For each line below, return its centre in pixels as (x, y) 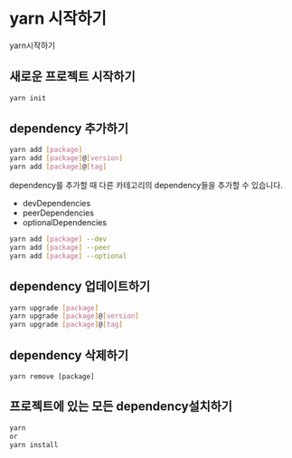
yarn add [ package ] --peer (60, 247)
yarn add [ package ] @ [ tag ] (58, 167)
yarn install (34, 444)
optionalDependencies (64, 223)
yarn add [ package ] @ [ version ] (66, 158)
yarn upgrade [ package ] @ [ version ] (75, 316)
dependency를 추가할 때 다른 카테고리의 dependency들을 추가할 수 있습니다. (146, 186)
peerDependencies (58, 213)
